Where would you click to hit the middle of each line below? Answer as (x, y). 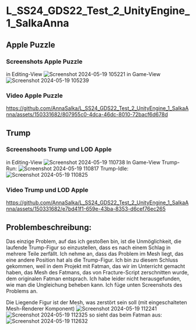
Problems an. (22, 291)
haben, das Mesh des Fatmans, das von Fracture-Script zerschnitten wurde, (98, 272)
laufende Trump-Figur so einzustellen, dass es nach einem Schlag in (88, 247)
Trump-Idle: (114, 169)
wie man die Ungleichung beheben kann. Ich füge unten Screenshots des (94, 284)
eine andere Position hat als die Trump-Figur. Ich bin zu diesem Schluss (92, 260)
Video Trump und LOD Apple (47, 190)
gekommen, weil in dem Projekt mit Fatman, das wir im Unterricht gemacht (96, 266)
